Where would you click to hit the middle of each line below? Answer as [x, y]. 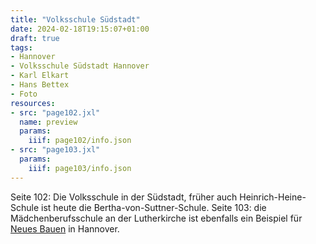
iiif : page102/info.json [80, 141]
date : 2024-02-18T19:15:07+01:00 [80, 29]
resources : [33, 103]
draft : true [35, 38]
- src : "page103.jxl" [55, 150]
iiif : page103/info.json [80, 168]
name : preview [48, 122]
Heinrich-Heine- [273, 197]
